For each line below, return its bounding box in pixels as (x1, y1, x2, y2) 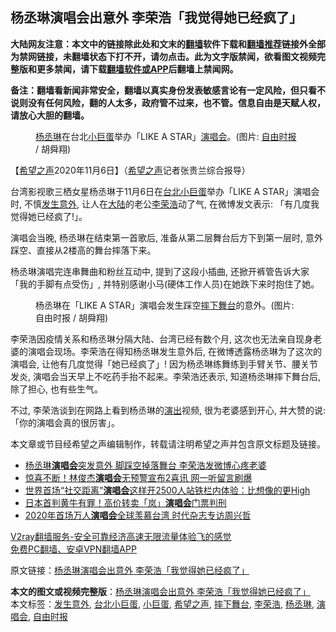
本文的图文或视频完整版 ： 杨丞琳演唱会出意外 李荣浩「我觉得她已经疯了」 (10, 585, 311, 597)
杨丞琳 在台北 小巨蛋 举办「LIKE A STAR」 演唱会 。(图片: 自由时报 (35, 130, 297, 142)
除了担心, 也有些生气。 (10, 383, 103, 395)
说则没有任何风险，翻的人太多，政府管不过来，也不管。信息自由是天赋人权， (10, 96, 326, 108)
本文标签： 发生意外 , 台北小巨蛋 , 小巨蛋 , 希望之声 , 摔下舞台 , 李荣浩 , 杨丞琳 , (10, 598, 315, 610)
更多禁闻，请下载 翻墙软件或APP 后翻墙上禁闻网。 (36, 63, 239, 75)
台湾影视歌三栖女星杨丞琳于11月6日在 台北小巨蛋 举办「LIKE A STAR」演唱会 (10, 185, 320, 197)
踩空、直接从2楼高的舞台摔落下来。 (10, 244, 157, 256)
